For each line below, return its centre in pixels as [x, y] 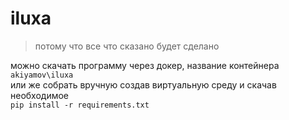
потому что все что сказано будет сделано [127, 46]
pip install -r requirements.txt [80, 105]
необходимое [40, 95]
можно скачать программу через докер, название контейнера [145, 65]
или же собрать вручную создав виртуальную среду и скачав [143, 84]
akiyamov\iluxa [42, 75]
